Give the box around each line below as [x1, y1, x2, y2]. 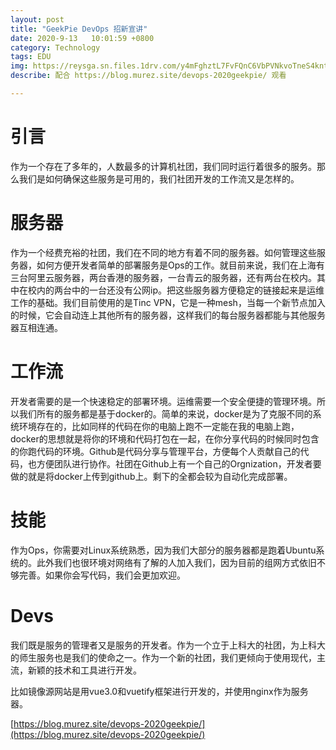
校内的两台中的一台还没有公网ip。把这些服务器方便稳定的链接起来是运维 [27, 284, 325, 296]
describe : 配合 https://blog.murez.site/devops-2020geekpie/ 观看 [10, 71, 287, 81]
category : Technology [10, 42, 101, 53]
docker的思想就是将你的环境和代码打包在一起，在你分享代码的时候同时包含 [10, 432, 320, 445]
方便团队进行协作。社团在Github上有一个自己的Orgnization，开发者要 [36, 457, 322, 470]
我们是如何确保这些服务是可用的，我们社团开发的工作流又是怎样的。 [18, 172, 300, 185]
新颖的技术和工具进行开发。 [27, 664, 142, 676]
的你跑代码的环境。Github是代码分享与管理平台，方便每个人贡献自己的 [10, 445, 301, 457]
